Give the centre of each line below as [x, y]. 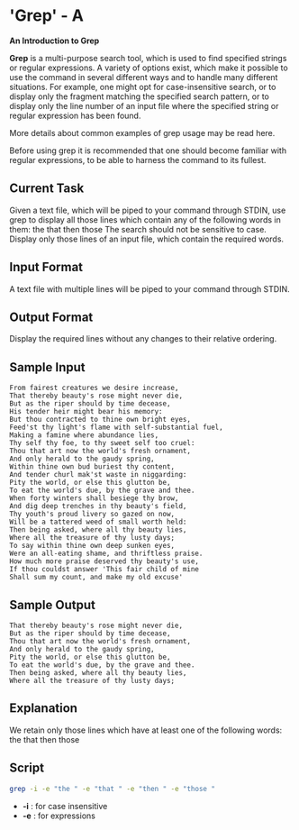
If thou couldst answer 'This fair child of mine [104, 570]
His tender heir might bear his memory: [86, 412]
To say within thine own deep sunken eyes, [92, 546]
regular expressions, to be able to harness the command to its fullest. [138, 160]
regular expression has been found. [75, 115]
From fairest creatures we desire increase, [94, 388]
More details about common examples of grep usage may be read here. [142, 132]
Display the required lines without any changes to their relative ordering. [143, 339]
